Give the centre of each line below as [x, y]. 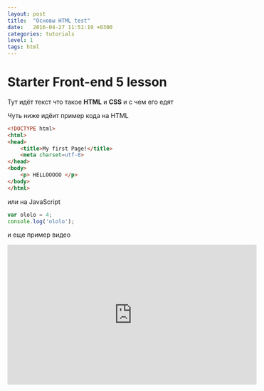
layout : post [27, 14]
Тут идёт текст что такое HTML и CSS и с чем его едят [91, 102]
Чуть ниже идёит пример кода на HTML [68, 115]
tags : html [23, 47]
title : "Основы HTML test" [49, 21]
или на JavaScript [34, 202]
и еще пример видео [39, 235]
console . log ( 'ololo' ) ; [41, 221]
